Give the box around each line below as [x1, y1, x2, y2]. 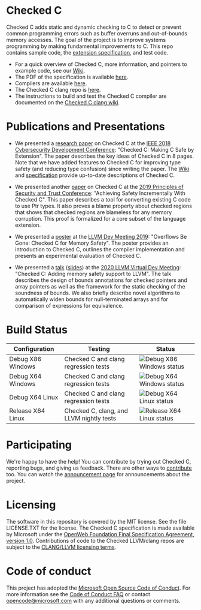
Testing [87, 344, 110, 353]
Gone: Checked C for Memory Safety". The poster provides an [14, 239, 169, 247]
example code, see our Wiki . [14, 67, 86, 74]
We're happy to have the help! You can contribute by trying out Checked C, [6, 458, 191, 465]
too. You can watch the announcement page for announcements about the [6, 470, 190, 477]
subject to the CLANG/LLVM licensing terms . [6, 543, 117, 551]
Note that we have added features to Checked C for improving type [14, 158, 181, 166]
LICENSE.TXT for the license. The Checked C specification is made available [6, 524, 195, 531]
